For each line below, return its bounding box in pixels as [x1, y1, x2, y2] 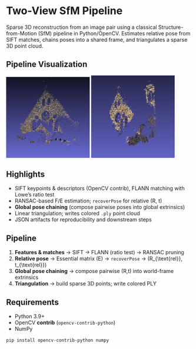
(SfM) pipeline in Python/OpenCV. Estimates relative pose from [38, 29, 191, 36]
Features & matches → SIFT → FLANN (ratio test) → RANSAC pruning [14, 249, 184, 256]
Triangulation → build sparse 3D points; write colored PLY [14, 280, 157, 287]
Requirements [6, 297, 59, 307]
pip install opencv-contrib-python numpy [6, 337, 109, 344]
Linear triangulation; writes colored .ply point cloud [14, 210, 140, 217]
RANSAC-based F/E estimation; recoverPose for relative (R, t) [14, 197, 162, 204]
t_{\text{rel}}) [14, 261, 47, 268]
